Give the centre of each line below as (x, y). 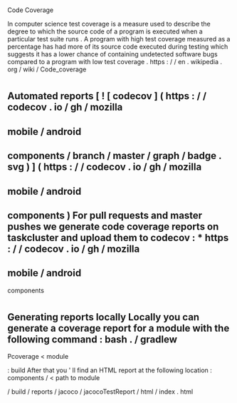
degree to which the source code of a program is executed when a (105, 31)
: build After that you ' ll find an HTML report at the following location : (110, 370)
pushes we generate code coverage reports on (113, 226)
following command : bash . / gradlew (93, 339)
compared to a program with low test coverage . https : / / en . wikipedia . (115, 62)
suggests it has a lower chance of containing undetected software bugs (113, 54)
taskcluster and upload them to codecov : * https (118, 238)
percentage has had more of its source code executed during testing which (118, 47)
